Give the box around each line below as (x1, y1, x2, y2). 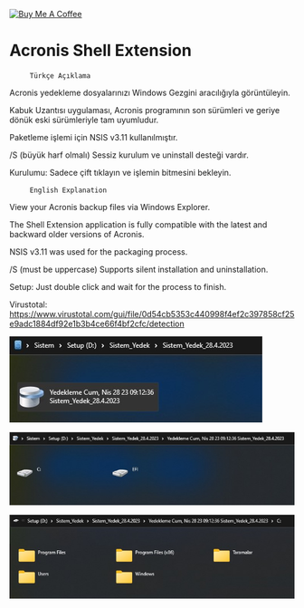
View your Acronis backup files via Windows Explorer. (9, 201, 211, 212)
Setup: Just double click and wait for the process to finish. (9, 281, 227, 292)
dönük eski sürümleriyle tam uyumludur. (9, 114, 159, 125)
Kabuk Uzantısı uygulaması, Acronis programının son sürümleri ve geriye (9, 104, 280, 115)
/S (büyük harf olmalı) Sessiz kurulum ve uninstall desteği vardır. (9, 150, 249, 160)
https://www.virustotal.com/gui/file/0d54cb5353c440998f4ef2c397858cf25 (9, 308, 295, 319)
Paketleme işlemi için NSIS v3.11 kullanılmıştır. (9, 131, 178, 142)
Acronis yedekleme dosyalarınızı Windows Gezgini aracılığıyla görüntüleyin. (9, 87, 291, 98)
